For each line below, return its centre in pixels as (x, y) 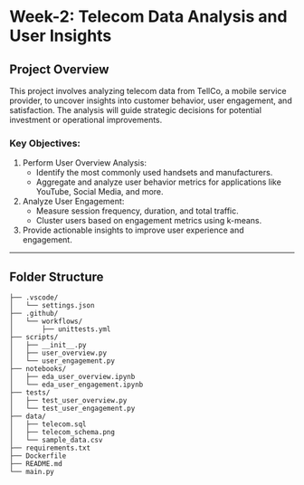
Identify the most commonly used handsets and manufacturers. (154, 173)
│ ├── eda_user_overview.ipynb (72, 377)
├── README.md (36, 464)
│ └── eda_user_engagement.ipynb (76, 385)
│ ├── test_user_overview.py (68, 401)
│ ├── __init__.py (48, 346)
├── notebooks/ (38, 369)
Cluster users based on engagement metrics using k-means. (149, 221)
